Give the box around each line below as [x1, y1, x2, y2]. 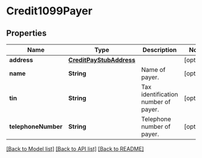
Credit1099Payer [6, 4, 93, 18]
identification [141, 90, 179, 98]
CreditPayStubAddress [68, 56, 136, 64]
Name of [141, 66, 166, 74]
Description [142, 46, 177, 54]
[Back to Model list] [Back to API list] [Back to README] [6, 145, 144, 152]
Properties [6, 28, 47, 38]
